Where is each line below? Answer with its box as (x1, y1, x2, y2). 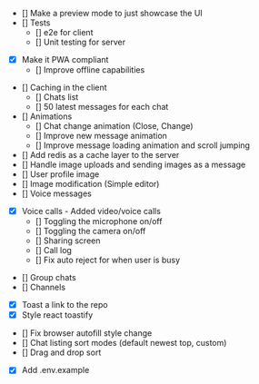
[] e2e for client (35, 27, 94, 37)
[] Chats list (35, 92, 79, 103)
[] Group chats (21, 272, 76, 283)
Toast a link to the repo (21, 300, 108, 310)
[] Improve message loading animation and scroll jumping (35, 140, 251, 151)
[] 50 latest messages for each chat (35, 102, 169, 113)
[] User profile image (21, 169, 100, 180)
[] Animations (21, 111, 73, 122)
